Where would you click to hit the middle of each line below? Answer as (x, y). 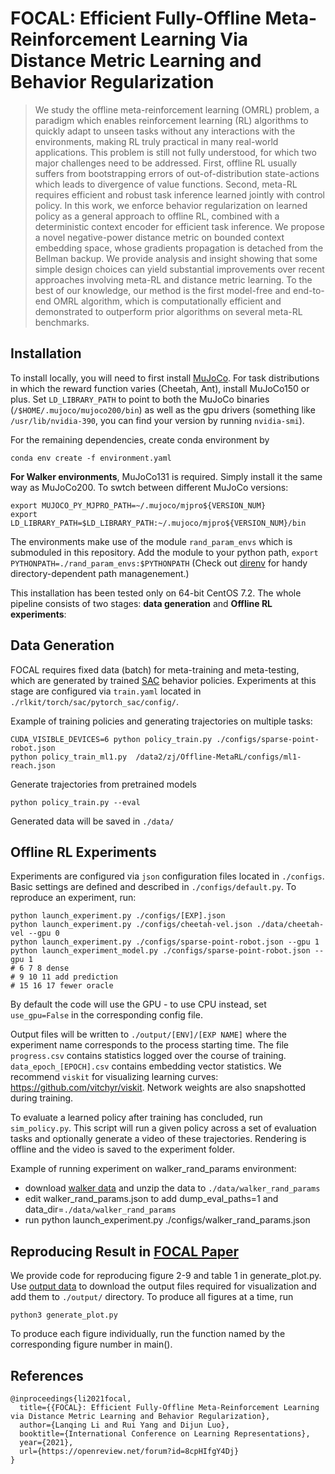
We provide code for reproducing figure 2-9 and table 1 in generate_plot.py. (166, 1276)
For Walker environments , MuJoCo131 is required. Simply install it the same (166, 476)
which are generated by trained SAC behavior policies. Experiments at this (163, 680)
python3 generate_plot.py (64, 1315)
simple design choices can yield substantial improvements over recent (179, 269)
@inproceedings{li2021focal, (71, 1399)
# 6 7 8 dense (40, 968)
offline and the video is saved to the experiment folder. (123, 1149)
